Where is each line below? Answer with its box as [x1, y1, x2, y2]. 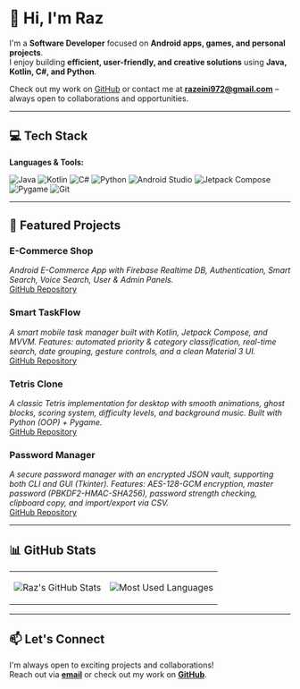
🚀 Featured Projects [9, 218, 121, 234]
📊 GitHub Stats [9, 542, 96, 557]
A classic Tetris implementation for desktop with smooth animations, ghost [9, 398, 286, 409]
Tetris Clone [9, 378, 64, 390]
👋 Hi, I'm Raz [9, 8, 104, 29]
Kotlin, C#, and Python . [9, 66, 97, 77]
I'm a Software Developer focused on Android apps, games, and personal [9, 38, 286, 48]
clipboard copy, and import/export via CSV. [9, 498, 170, 508]
